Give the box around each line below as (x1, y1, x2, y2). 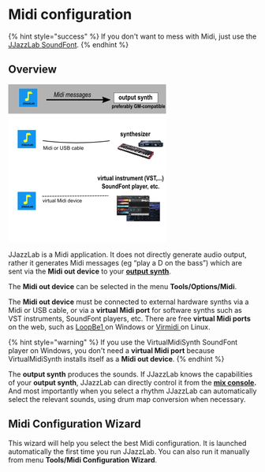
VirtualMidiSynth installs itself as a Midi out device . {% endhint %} (8, 354, 225, 363)
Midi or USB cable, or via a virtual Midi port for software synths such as (8, 305, 243, 314)
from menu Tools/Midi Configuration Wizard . (8, 455, 158, 464)
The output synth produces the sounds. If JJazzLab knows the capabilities (8, 369, 253, 379)
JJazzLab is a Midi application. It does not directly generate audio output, (8, 250, 247, 259)
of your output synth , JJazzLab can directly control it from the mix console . (8, 377, 257, 387)
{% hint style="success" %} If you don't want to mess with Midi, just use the (8, 32, 257, 41)
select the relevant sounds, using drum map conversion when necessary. (8, 394, 246, 403)
